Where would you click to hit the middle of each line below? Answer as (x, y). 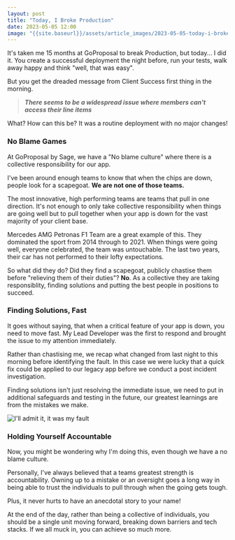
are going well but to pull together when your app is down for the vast (108, 213)
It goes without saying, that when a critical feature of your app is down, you (116, 326)
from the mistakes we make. (48, 404)
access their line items (58, 110)
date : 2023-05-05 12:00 (42, 27)
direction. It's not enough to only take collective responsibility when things (114, 206)
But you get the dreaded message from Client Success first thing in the (109, 82)
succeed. (21, 292)
